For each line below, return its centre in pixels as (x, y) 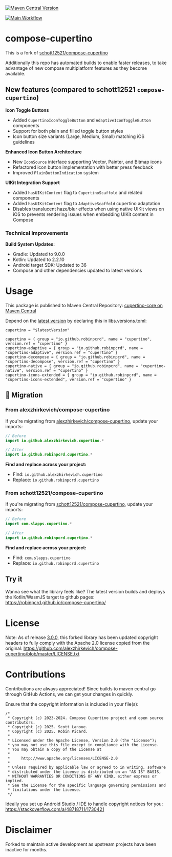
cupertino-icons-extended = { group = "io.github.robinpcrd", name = (81, 375)
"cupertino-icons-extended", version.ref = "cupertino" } (68, 380)
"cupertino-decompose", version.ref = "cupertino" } (63, 362)
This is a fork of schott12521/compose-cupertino (57, 53)
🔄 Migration (24, 395)
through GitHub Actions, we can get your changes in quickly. (69, 694)
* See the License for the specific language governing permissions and (87, 785)
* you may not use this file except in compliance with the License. (83, 745)
